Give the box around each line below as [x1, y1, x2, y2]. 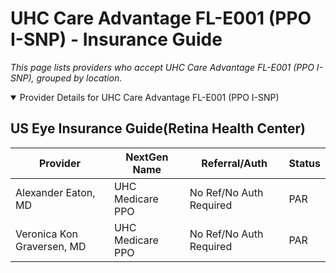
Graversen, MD [15, 239, 87, 253]
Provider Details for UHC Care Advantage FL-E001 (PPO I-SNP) [19, 91, 280, 103]
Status [288, 156, 321, 170]
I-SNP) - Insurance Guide [10, 28, 223, 51]
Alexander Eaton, [15, 185, 96, 199]
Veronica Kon [15, 227, 78, 241]
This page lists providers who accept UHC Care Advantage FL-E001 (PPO [10, 61, 315, 73]
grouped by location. [36, 72, 123, 84]
